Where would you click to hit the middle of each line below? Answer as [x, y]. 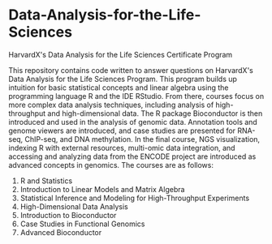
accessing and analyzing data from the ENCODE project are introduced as [132, 156]
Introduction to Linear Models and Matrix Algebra [102, 189]
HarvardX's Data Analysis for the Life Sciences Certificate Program [121, 54]
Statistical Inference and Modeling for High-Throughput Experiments [135, 198]
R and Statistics [46, 181]
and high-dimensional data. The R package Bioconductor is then [155, 113]
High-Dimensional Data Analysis [74, 206]
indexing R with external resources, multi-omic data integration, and [122, 148]
